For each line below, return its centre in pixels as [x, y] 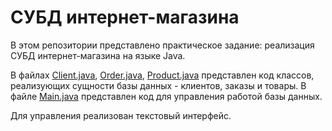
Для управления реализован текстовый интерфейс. [121, 115]
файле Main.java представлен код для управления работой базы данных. [166, 96]
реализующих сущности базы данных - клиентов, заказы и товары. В [158, 85]
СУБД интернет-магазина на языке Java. [98, 55]
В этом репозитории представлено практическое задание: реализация [162, 45]
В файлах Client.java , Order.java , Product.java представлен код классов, [162, 75]
